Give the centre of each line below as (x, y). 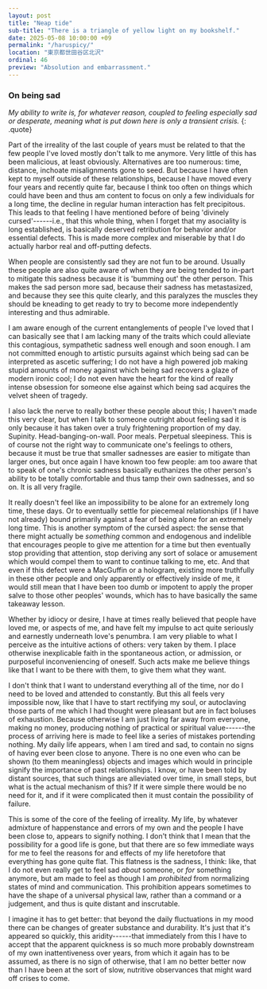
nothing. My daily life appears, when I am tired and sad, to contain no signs (131, 745)
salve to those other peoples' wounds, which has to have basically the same (133, 596)
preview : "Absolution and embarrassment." (79, 68)
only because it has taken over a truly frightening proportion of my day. (125, 428)
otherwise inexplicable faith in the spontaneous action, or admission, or (125, 653)
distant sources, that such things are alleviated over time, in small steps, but (132, 779)
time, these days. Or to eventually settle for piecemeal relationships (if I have (133, 511)
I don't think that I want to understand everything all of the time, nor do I (126, 686)
